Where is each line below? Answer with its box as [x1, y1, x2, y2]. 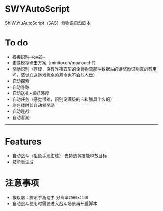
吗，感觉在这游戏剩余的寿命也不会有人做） [12, 72, 98, 78]
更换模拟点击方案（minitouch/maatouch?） [12, 60, 98, 66]
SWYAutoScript [5, 3, 70, 15]
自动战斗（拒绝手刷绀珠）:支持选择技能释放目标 [12, 152, 107, 158]
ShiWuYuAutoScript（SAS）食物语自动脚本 [5, 20, 91, 26]
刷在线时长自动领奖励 [12, 102, 55, 108]
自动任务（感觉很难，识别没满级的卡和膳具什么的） [12, 96, 114, 102]
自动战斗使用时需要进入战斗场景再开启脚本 [12, 200, 98, 206]
